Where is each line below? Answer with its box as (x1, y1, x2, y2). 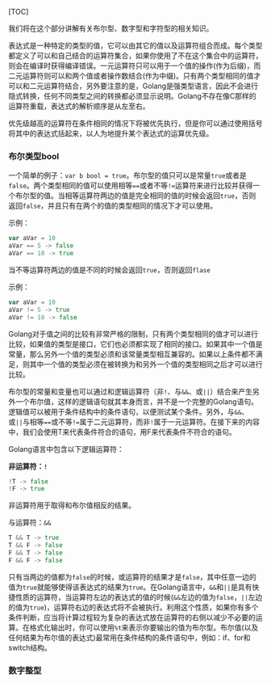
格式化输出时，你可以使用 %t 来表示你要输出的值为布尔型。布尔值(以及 (29, 622, 259, 632)
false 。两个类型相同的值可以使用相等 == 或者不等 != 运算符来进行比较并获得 (8, 181, 253, 191)
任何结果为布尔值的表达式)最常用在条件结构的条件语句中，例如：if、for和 (8, 632, 252, 642)
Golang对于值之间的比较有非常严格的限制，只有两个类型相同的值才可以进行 (8, 329, 258, 339)
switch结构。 (8, 643, 52, 652)
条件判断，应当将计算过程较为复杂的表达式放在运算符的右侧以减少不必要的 (8, 612, 256, 622)
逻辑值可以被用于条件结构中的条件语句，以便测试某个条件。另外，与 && (8, 407, 242, 416)
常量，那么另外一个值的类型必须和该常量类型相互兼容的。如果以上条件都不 (8, 349, 256, 359)
